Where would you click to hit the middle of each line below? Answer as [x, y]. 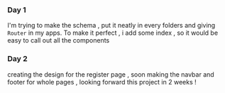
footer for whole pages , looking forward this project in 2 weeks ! [102, 82]
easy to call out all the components [59, 40]
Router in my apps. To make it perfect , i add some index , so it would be [113, 33]
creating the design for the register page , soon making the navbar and [111, 74]
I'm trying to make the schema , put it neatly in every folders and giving [111, 26]
